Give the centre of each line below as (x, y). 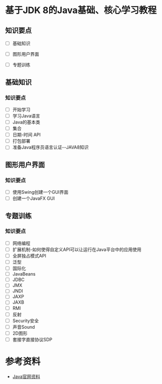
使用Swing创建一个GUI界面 (40, 192)
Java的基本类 (26, 122)
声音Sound (24, 327)
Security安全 (26, 321)
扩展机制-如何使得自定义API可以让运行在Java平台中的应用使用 (77, 249)
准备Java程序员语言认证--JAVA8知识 (50, 147)
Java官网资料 (26, 376)
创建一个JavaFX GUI (34, 198)
